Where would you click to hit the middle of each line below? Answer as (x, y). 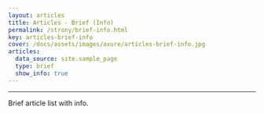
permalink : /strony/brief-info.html (68, 30)
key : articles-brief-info (50, 37)
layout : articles (37, 15)
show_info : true (42, 73)
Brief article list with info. (48, 103)
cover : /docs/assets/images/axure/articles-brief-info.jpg (107, 45)
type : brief (35, 66)
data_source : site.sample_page (66, 59)
